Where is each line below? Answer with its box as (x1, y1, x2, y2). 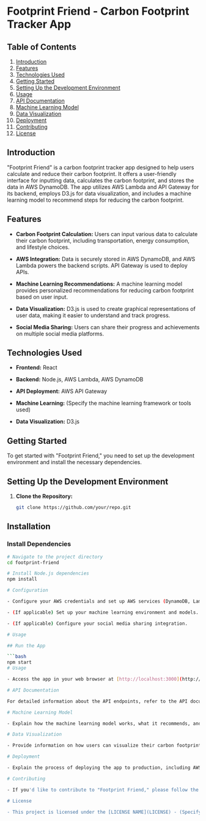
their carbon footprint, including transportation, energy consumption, (15, 237, 190, 244)
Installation (7, 521, 51, 532)
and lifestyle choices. (15, 243, 70, 251)
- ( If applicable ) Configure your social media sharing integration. (7, 621, 188, 627)
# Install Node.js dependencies (7, 570, 89, 577)
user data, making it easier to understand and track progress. (15, 311, 171, 319)
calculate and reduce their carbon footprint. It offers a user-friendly (7, 170, 177, 177)
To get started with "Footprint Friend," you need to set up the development (7, 452, 195, 459)
